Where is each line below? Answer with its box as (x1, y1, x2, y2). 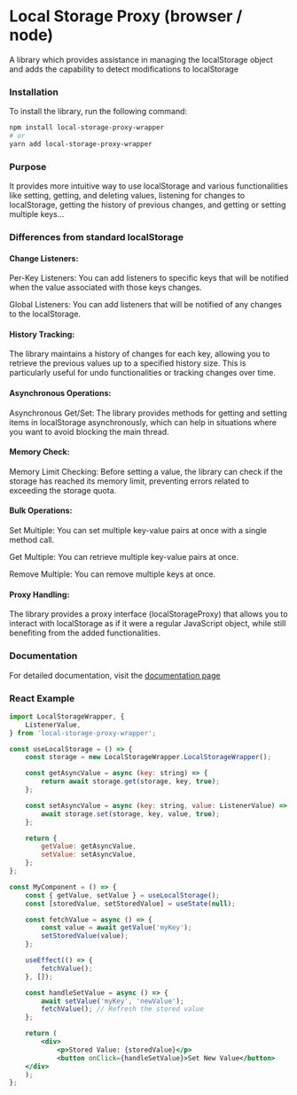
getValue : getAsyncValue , (41, 842, 137, 851)
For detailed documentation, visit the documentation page (9, 670, 221, 680)
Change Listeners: (9, 252, 79, 263)
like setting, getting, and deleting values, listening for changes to (9, 190, 246, 201)
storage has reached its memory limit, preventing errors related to (9, 476, 250, 486)
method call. (9, 534, 55, 546)
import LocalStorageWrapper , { (9, 711, 125, 721)
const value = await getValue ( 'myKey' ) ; (41, 923, 192, 932)
